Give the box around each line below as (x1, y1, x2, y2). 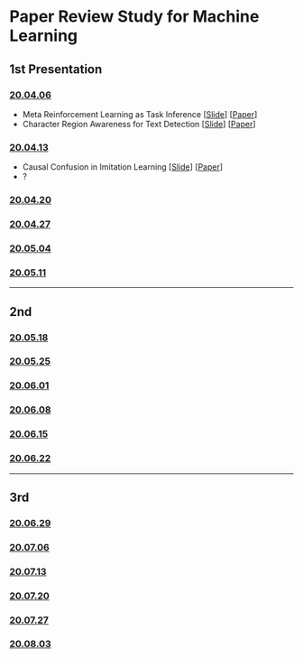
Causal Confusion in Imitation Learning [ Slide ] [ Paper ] (22, 162, 224, 172)
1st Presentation (9, 61, 103, 77)
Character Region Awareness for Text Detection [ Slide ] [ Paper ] (22, 118, 256, 129)
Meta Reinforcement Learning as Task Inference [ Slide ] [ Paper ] (22, 108, 258, 119)
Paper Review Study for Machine (9, 6, 260, 27)
